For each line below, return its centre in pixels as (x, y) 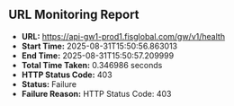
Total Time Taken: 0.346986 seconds (92, 65)
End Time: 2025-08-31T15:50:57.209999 (98, 55)
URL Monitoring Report (74, 15)
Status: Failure (49, 84)
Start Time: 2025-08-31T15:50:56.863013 (99, 46)
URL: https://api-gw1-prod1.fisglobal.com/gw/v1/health (123, 36)
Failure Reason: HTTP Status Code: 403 (96, 93)
